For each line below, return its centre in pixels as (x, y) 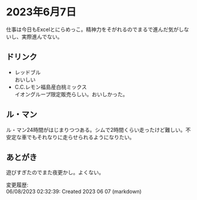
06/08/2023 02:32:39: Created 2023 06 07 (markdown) (74, 192)
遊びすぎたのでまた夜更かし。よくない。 (55, 172)
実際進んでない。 (42, 36)
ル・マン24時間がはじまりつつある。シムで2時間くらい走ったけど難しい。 (96, 130)
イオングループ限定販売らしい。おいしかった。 (71, 94)
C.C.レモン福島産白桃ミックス (51, 87)
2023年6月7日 (41, 12)
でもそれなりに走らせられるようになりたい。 (81, 137)
